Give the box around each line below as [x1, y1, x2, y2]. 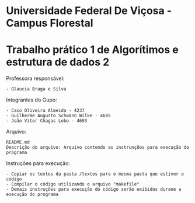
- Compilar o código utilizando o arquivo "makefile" [6, 181, 140, 187]
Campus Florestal [6, 16, 93, 30]
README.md [6, 139, 30, 145]
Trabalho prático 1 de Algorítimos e [6, 43, 179, 57]
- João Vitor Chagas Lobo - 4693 [6, 118, 88, 124]
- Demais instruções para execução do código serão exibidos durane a [6, 187, 182, 192]
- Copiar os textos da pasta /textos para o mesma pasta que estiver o [6, 171, 184, 177]
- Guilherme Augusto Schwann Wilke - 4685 [6, 113, 111, 119]
